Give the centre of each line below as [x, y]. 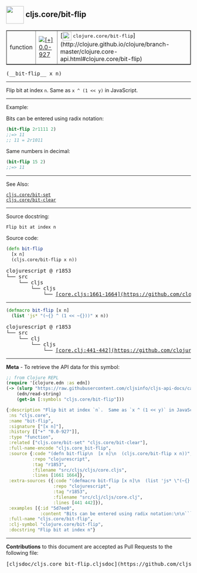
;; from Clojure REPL [33, 378]
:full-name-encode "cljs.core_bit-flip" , [60, 448]
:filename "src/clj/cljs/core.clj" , [98, 497]
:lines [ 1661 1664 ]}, [58, 476]
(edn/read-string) [39, 394]
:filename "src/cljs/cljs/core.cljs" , [79, 470]
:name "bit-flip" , [31, 421]
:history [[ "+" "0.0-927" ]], [44, 432]
